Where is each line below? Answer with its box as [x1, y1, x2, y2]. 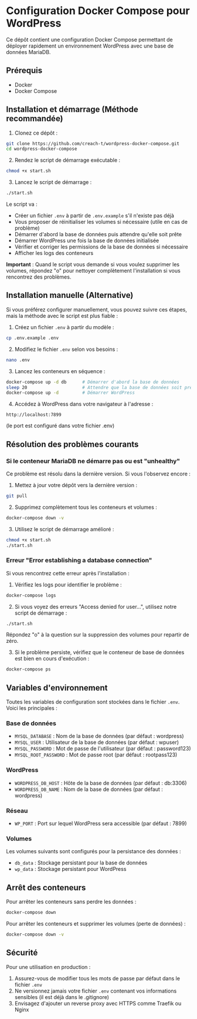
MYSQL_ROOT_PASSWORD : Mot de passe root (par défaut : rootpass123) [14, 751, 178, 759]
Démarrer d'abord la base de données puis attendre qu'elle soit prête [14, 231, 182, 238]
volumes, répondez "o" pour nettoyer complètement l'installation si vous [6, 267, 181, 274]
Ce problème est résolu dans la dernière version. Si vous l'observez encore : [6, 470, 191, 477]
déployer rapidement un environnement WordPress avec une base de [6, 42, 174, 49]
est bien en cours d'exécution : [14, 655, 90, 662]
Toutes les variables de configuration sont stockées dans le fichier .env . [6, 698, 180, 706]
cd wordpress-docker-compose [6, 146, 77, 152]
